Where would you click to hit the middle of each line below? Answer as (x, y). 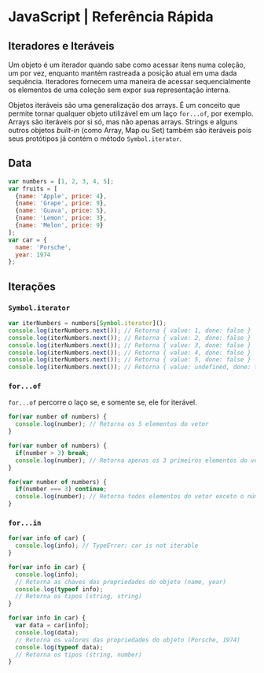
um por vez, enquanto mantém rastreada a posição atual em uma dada (123, 73)
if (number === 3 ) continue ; (61, 489)
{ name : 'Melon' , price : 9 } (59, 226)
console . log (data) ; (47, 632)
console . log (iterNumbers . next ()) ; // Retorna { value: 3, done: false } (130, 345)
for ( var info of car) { (47, 538)
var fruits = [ (33, 189)
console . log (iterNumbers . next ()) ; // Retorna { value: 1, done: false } (130, 331)
